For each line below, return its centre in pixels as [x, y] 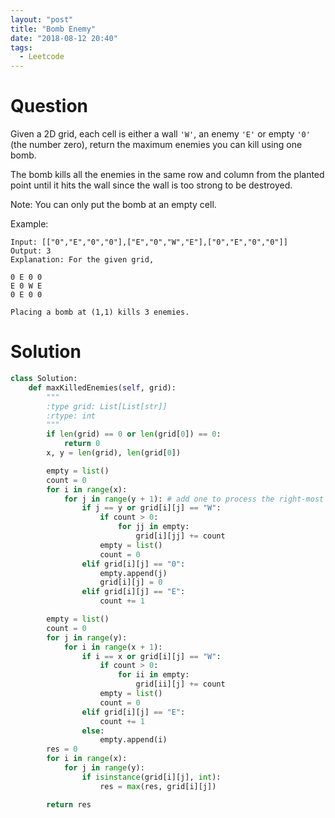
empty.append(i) [133, 740]
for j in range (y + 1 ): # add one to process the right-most [194, 499]
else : [93, 731]
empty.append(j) [133, 573]
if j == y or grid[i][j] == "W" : [151, 508]
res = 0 [62, 749]
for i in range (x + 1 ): [113, 647]
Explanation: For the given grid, [82, 260]
